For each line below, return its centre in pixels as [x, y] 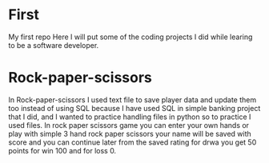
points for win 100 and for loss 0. [62, 150]
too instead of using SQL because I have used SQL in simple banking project [134, 108]
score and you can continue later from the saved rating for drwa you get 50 [132, 142]
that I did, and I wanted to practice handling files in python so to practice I [130, 117]
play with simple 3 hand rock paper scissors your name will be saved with [130, 133]
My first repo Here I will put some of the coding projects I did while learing [130, 37]
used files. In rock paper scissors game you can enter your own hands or [129, 125]
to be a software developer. [54, 45]
